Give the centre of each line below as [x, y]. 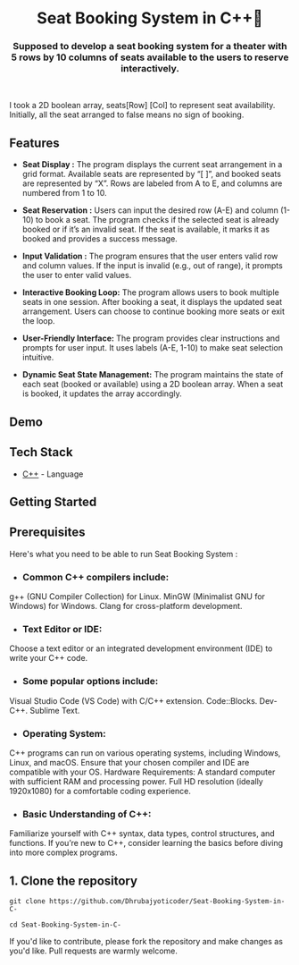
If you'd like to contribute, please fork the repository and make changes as [146, 941]
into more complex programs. [63, 852]
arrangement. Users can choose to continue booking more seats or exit [154, 311]
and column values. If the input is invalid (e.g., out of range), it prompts [152, 266]
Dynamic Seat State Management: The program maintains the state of [153, 375]
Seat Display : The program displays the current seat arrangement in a [152, 165]
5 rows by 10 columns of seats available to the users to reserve [150, 57]
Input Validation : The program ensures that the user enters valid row [150, 256]
